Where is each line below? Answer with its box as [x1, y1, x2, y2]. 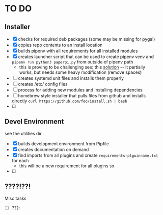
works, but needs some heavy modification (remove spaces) [19, 69, 142, 75]
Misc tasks [4, 195, 27, 201]
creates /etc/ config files [18, 81, 68, 87]
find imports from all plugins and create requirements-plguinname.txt [18, 152, 158, 158]
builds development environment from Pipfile [18, 141, 109, 147]
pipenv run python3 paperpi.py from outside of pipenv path [11, 59, 134, 64]
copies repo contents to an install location [18, 42, 103, 48]
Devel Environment [4, 118, 64, 126]
